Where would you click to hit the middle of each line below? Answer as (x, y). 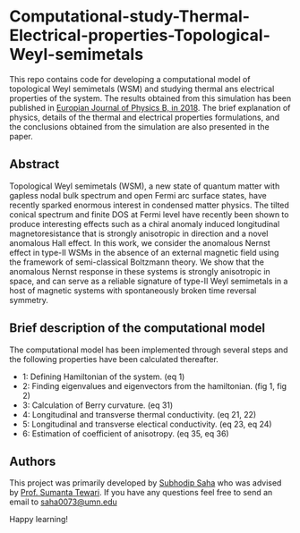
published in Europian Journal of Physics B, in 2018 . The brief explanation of (150, 107)
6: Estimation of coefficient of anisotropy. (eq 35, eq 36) (126, 433)
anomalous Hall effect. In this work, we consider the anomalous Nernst (140, 242)
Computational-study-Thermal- (130, 17)
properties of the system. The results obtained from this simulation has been (150, 98)
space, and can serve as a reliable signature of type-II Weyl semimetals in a (149, 281)
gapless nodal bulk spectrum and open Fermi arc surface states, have (138, 195)
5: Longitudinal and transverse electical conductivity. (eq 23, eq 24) (147, 424)
